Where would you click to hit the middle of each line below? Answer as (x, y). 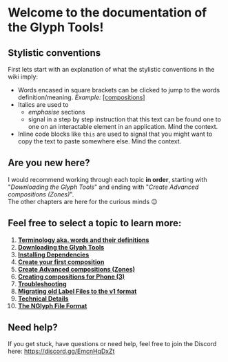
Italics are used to (43, 104)
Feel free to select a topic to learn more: (95, 223)
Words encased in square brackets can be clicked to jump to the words (118, 90)
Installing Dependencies (53, 254)
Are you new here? (49, 163)
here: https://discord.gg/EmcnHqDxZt (61, 351)
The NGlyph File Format (52, 305)
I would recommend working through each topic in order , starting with (107, 179)
